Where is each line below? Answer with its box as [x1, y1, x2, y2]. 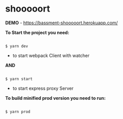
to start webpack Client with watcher [12, 52, 90, 58]
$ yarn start [5, 76, 33, 81]
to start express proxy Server [12, 85, 74, 91]
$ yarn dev [5, 43, 28, 48]
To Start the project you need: [5, 29, 69, 35]
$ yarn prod [5, 109, 30, 114]
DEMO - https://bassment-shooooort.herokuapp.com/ [5, 20, 118, 26]
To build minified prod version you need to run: [5, 95, 106, 101]
